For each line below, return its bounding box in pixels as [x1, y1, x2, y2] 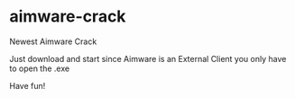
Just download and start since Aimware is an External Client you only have [9, 53, 287, 64]
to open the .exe [9, 63, 70, 74]
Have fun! [9, 80, 46, 91]
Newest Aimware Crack [9, 36, 97, 47]
